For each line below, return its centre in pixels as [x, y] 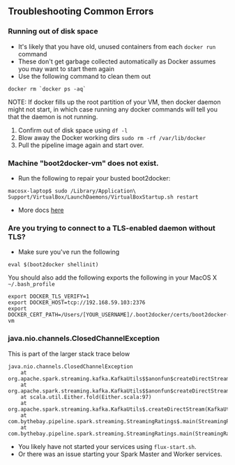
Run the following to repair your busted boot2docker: [94, 178]
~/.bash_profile [31, 284]
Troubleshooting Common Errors [81, 12]
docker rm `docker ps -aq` [47, 89]
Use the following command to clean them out [84, 76]
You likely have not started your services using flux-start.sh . [107, 446]
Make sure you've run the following [69, 252]
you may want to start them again [66, 68]
